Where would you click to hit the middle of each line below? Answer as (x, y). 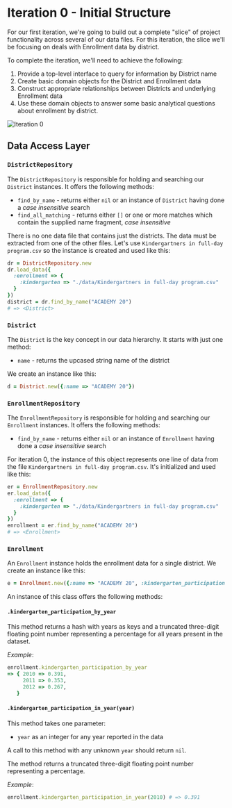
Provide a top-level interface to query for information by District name (117, 74)
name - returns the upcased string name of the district (93, 360)
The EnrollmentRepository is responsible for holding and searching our (109, 418)
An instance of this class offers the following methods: (85, 597)
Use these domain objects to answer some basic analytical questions (116, 103)
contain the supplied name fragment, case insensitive (94, 222)
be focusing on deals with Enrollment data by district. (83, 47)
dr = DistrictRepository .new (49, 263)
